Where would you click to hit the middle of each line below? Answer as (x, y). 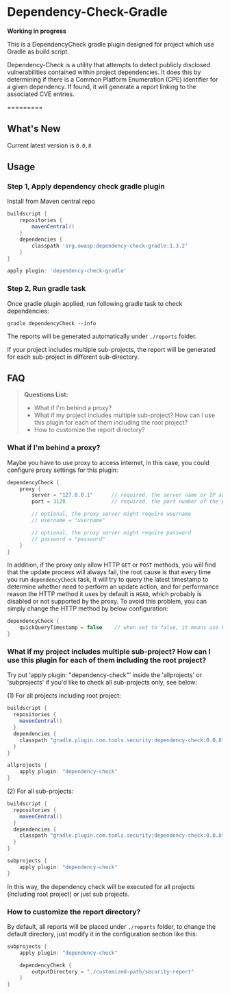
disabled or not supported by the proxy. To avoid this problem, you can (107, 602)
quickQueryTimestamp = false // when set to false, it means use (119, 628)
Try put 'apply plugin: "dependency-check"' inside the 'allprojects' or (105, 675)
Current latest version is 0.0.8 (49, 145)
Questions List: (46, 394)
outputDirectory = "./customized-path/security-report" (113, 971)
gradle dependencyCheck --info (52, 323)
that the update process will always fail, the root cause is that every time (109, 572)
